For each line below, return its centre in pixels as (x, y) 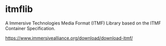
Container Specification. (30, 28)
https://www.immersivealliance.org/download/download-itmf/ (69, 38)
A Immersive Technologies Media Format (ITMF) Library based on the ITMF (83, 23)
